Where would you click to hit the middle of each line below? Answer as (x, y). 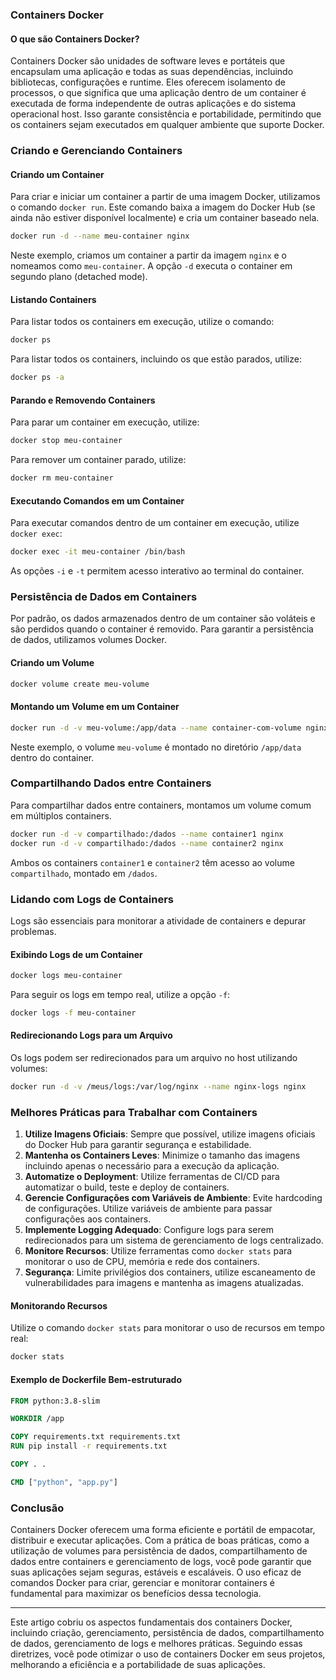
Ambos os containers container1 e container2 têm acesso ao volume (152, 862)
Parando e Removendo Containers (83, 400)
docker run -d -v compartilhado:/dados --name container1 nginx (147, 834)
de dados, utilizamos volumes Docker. (88, 640)
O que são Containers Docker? (75, 39)
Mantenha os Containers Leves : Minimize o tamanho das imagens (162, 1155)
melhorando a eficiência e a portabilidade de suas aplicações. (138, 1665)
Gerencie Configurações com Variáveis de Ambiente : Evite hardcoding (173, 1198)
